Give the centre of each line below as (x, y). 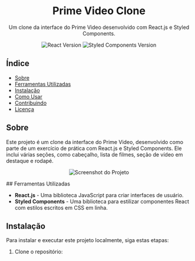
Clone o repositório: (39, 252)
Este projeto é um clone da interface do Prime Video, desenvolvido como (95, 142)
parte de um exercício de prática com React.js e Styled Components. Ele (94, 148)
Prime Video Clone (99, 11)
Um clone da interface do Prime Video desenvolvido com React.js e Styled (99, 27)
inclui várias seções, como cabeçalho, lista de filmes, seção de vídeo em (95, 154)
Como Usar (28, 96)
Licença (24, 109)
